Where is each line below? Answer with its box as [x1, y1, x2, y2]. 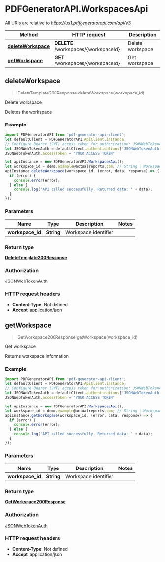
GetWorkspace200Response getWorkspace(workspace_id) [17, 334, 137, 340]
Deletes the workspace [5, 109, 52, 115]
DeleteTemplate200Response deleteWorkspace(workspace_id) [17, 90, 145, 95]
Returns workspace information [5, 353, 69, 359]
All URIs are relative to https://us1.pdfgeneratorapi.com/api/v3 [5, 20, 131, 26]
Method [19, 31, 38, 38]
